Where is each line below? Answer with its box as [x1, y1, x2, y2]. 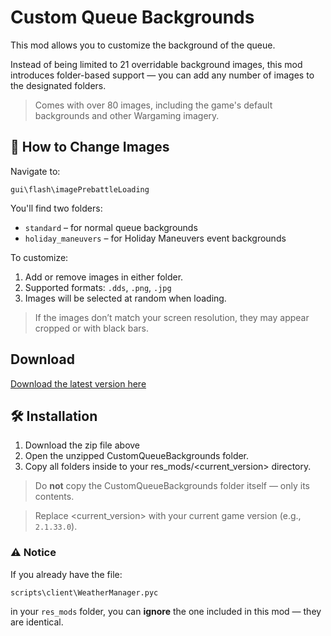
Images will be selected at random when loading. [24, 292, 227, 304]
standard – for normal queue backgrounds [24, 221, 198, 233]
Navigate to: [10, 165, 61, 177]
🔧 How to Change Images [10, 139, 170, 156]
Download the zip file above [24, 439, 141, 451]
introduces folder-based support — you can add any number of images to [10, 69, 315, 81]
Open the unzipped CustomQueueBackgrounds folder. [24, 450, 250, 462]
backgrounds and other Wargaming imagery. [34, 109, 220, 121]
